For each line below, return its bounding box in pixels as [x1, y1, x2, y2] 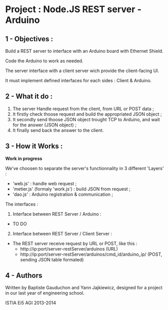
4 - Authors [5, 271, 43, 280]
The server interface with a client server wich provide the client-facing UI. [5, 67, 159, 74]
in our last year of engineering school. [5, 290, 85, 296]
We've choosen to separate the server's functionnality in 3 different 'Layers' [5, 165, 164, 171]
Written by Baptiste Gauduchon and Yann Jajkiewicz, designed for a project [5, 285, 163, 291]
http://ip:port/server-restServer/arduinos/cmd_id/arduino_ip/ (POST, [20, 251, 162, 257]
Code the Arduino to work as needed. [5, 58, 83, 64]
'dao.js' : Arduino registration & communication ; [12, 191, 113, 197]
